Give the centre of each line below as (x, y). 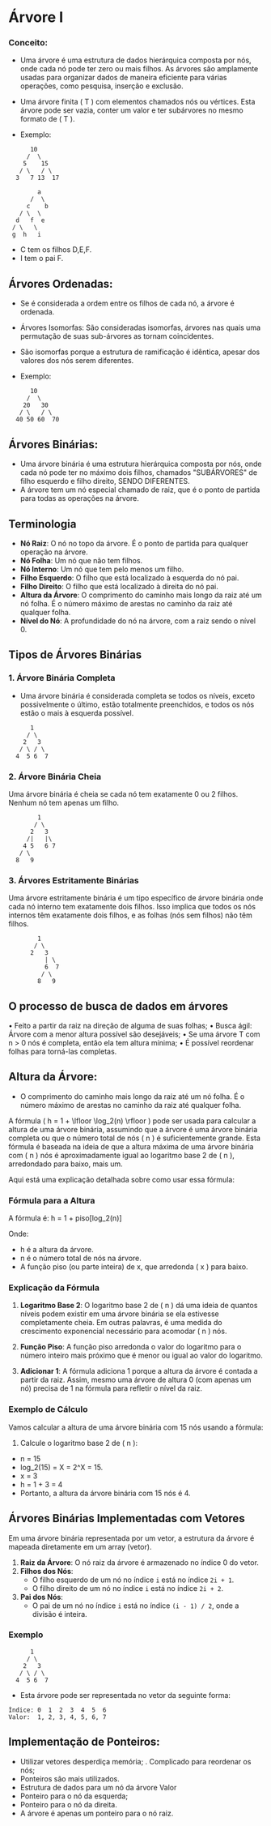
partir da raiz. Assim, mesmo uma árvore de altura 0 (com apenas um (135, 1380)
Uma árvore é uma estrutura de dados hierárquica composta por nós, (136, 60)
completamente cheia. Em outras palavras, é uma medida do (121, 1323)
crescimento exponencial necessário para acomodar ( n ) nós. (123, 1331)
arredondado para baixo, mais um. (66, 1164)
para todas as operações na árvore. (80, 498)
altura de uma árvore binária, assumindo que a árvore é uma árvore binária (133, 1129)
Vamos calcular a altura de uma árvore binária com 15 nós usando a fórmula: (136, 1427)
